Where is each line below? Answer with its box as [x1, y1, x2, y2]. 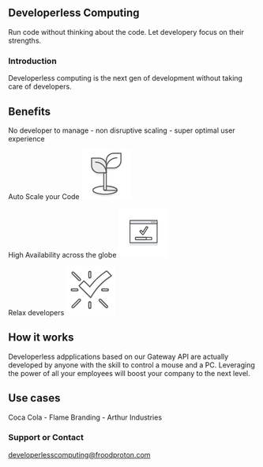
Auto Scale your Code [8, 191, 81, 201]
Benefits [8, 104, 51, 118]
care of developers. [8, 82, 73, 92]
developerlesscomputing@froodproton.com [8, 450, 151, 459]
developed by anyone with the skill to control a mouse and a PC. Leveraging [8, 360, 255, 370]
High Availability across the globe [8, 250, 117, 259]
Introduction [8, 55, 57, 66]
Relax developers [8, 307, 65, 317]
